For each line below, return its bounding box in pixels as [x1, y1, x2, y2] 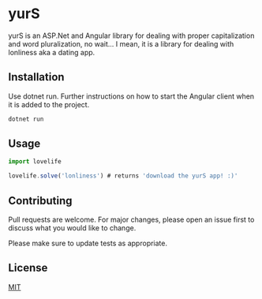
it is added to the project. [8, 99, 90, 109]
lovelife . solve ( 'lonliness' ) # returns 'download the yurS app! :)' [8, 172, 238, 180]
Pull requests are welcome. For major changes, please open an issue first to [8, 215, 255, 224]
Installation [8, 70, 65, 84]
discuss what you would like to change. [8, 223, 137, 233]
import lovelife [8, 158, 62, 166]
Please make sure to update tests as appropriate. [8, 238, 168, 248]
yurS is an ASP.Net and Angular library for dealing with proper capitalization [8, 31, 255, 40]
